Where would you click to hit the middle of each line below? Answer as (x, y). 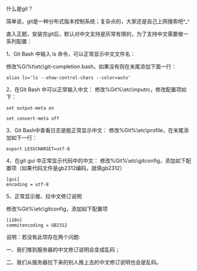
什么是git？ (20, 9)
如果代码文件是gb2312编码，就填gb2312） (73, 168)
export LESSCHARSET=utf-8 (38, 149)
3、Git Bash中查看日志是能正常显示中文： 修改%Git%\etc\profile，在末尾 (95, 130)
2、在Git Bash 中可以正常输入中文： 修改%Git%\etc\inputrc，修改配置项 (94, 90)
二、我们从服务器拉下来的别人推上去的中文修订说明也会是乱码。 (84, 262)
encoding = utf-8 (28, 184)
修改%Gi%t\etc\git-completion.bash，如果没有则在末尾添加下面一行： (91, 66)
